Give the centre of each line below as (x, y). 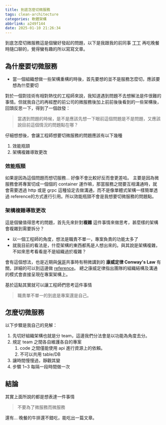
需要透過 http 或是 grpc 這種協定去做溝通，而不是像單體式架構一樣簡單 (81, 190)
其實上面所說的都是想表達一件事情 (40, 397)
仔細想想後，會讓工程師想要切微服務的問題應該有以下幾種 (64, 135)
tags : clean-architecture (32, 14)
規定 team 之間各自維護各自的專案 (47, 342)
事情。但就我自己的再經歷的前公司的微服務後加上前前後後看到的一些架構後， (83, 102)
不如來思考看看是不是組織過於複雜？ (49, 251)
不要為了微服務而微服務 (41, 407)
